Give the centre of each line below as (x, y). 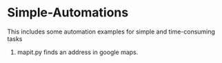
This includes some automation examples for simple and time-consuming (111, 32)
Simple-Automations (68, 13)
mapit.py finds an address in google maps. (78, 52)
